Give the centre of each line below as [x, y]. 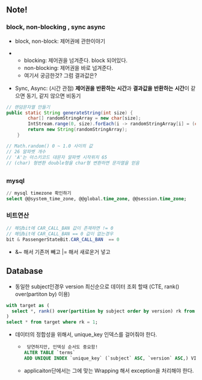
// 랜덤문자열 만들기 [28, 107]
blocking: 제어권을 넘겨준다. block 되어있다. [76, 60]
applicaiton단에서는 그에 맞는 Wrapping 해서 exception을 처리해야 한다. [109, 370]
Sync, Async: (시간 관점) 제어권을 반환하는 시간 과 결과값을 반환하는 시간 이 [102, 88]
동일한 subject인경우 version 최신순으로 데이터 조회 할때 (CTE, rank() [97, 287]
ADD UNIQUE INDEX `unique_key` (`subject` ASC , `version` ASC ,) [106, 358]
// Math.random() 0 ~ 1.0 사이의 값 [50, 146]
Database [25, 271]
